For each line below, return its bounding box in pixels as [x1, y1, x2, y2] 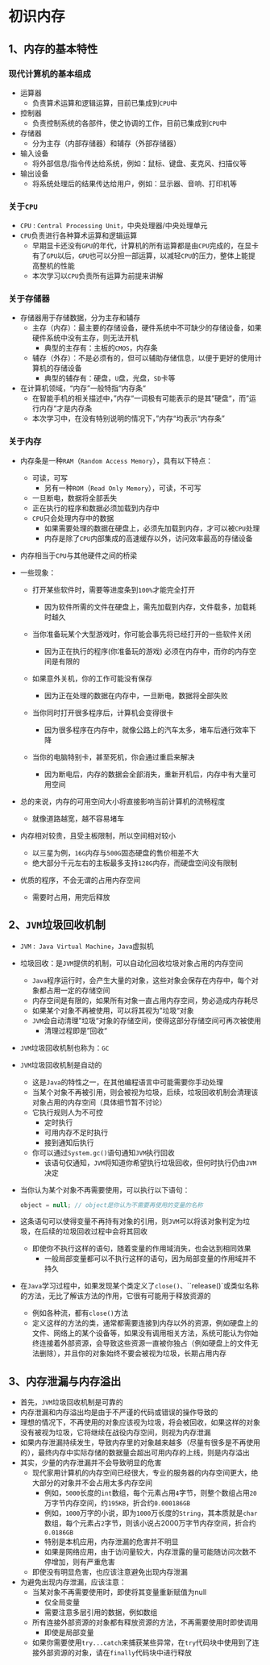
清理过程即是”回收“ [44, 1026, 107, 1035]
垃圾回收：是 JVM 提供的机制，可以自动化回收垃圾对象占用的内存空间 [19, 958, 243, 968]
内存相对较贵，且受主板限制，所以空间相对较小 [19, 830, 176, 840]
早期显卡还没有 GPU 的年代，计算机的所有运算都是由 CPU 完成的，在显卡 [31, 241, 260, 251]
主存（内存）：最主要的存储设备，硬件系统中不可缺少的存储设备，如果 [31, 323, 262, 333]
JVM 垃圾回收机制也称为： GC [19, 1043, 110, 1052]
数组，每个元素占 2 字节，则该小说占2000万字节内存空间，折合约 [44, 1518, 256, 1528]
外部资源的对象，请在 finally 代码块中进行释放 [39, 1648, 192, 1658]
